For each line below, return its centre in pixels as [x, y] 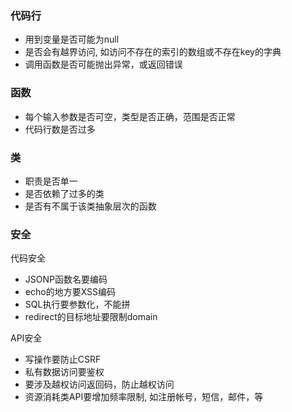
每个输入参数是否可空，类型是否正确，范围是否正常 [130, 116]
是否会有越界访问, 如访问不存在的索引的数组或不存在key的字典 [153, 52]
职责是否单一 [51, 181]
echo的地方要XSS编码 [70, 292]
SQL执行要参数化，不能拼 [77, 304]
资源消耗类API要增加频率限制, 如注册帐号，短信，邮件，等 [144, 397]
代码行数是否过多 [60, 129]
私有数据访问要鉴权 [64, 372]
